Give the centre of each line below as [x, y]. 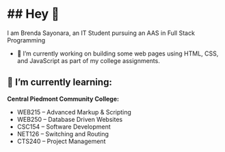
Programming [26, 40]
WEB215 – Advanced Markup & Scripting [74, 112]
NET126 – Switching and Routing [63, 134]
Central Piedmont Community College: [63, 99]
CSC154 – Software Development [64, 127]
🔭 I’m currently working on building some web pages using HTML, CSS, [118, 53]
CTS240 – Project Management [61, 141]
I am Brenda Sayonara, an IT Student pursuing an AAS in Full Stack [101, 33]
